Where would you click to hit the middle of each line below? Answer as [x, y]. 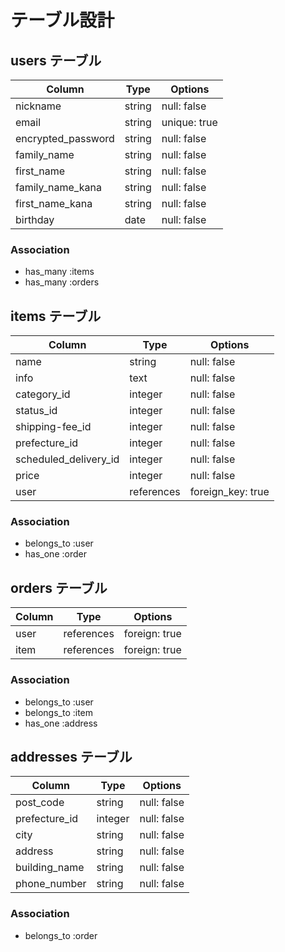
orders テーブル [59, 587]
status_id [36, 411]
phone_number [51, 884]
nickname [38, 106]
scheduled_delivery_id [67, 459]
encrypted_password [65, 138]
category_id [43, 394]
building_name [50, 868]
